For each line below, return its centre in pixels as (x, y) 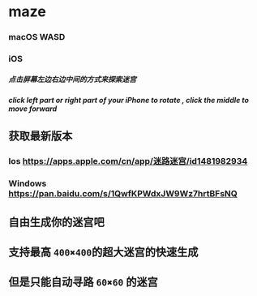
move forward (33, 109)
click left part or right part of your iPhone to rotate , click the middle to (129, 100)
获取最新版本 (41, 136)
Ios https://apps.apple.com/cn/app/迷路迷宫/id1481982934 (128, 161)
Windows (28, 183)
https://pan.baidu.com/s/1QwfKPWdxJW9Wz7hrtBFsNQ (123, 194)
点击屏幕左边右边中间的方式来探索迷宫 (72, 79)
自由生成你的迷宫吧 (56, 222)
